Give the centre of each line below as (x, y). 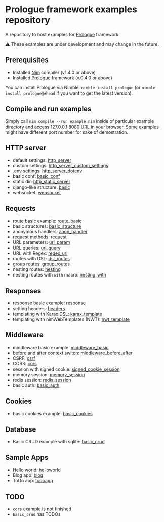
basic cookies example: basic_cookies (52, 413)
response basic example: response (49, 303)
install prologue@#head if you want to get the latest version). (69, 93)
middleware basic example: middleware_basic (60, 347)
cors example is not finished (42, 509)
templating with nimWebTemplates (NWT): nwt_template (71, 319)
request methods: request (39, 237)
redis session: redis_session (42, 380)
